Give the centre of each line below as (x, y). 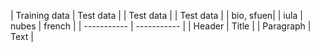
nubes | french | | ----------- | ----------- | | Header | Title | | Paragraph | (161, 26)
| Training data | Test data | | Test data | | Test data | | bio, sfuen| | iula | (156, 15)
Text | (22, 36)
